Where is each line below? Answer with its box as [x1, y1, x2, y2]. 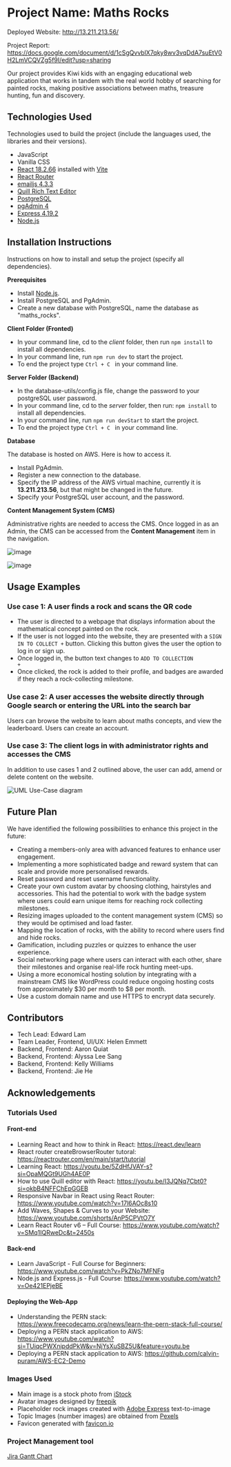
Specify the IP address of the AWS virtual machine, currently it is [17, 478, 201, 486]
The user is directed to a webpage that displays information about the [17, 617, 216, 626]
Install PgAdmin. [17, 463, 64, 471]
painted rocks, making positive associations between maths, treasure [7, 84, 204, 92]
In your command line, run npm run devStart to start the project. [17, 416, 199, 424]
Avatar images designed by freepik [17, 1397, 117, 1406]
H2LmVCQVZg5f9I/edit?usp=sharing [7, 55, 112, 64]
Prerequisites [7, 275, 47, 284]
